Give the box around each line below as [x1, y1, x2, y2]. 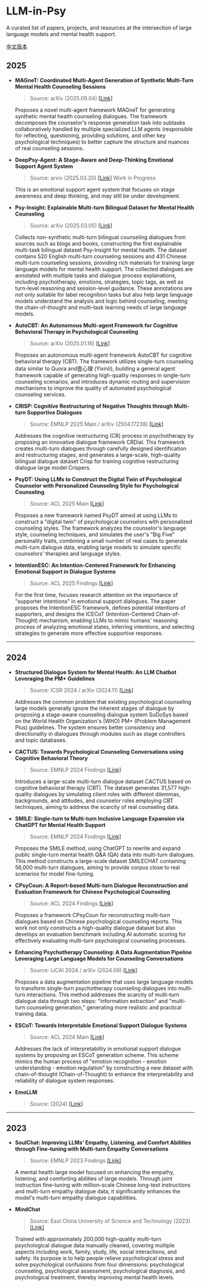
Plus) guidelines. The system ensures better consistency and [14, 724, 166, 731]
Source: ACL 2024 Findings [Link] [29, 900, 114, 907]
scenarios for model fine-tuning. [14, 870, 95, 877]
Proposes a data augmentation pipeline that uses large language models [14, 978, 193, 986]
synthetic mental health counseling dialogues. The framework [14, 112, 167, 120]
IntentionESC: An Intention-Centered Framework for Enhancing [14, 562, 176, 569]
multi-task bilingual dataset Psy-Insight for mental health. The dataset [14, 246, 187, 253]
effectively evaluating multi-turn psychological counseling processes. [14, 937, 187, 944]
